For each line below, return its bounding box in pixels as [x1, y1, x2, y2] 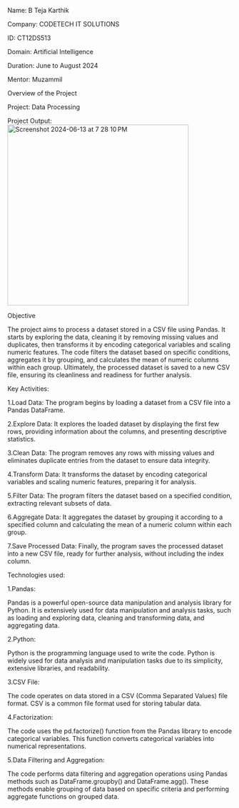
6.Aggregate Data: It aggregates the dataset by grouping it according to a [7, 513, 223, 521]
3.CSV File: [7, 677, 40, 686]
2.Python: [7, 635, 36, 643]
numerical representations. [7, 742, 87, 750]
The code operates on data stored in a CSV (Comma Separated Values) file [7, 692, 228, 700]
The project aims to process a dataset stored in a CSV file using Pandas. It [7, 325, 226, 334]
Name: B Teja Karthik [7, 6, 69, 14]
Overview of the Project [7, 89, 77, 97]
